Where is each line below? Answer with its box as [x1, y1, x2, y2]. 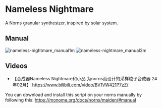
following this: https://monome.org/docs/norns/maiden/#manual [5, 97, 136, 103]
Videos [5, 62, 28, 70]
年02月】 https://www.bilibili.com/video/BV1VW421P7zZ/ [12, 82, 129, 88]
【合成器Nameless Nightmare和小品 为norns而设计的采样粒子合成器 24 [12, 75, 158, 81]
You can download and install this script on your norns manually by [5, 92, 142, 98]
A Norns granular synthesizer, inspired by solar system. [5, 20, 118, 26]
